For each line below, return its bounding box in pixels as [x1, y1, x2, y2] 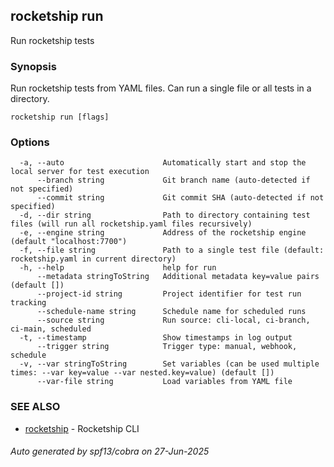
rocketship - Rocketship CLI [24, 422, 140, 434]
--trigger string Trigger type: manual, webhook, [36, 342, 298, 352]
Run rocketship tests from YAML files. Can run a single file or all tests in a [10, 82, 312, 94]
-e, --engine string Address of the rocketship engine [19, 228, 307, 238]
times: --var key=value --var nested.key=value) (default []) [10, 368, 275, 378]
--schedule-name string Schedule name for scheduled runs [36, 307, 307, 317]
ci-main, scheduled [10, 324, 92, 334]
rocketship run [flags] [10, 112, 110, 123]
